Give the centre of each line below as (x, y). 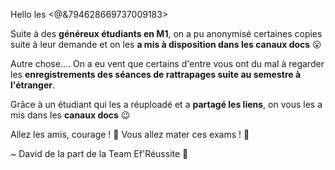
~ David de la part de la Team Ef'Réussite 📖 (99, 153)
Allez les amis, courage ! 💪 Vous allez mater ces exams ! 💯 (130, 134)
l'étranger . (33, 85)
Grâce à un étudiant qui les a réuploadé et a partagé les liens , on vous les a (166, 104)
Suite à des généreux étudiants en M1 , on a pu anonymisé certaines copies (166, 33)
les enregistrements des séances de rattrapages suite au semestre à (156, 74)
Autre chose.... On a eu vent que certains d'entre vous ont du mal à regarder (167, 63)
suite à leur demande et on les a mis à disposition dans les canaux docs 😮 (166, 44)
